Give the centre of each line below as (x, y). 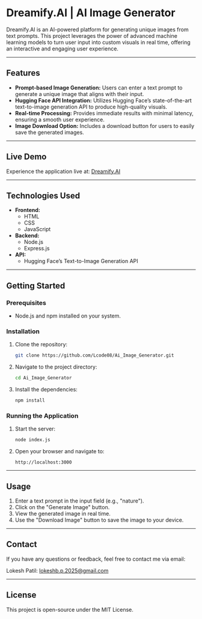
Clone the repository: (41, 345)
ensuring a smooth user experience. (60, 119)
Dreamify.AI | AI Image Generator (91, 13)
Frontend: (27, 210)
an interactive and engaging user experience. (63, 49)
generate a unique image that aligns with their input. (79, 94)
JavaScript (37, 229)
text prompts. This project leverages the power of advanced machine (92, 35)
